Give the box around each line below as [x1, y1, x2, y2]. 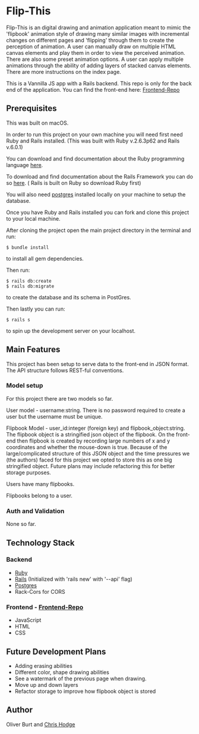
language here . [6, 161, 43, 168]
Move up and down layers [14, 681, 78, 688]
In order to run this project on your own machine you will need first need [6, 131, 183, 138]
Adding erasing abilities [14, 662, 72, 669]
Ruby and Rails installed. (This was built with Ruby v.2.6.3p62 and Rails [6, 137, 180, 144]
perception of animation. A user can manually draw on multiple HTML [6, 43, 176, 50]
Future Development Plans [6, 646, 106, 656]
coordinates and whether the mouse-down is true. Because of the [6, 443, 168, 451]
